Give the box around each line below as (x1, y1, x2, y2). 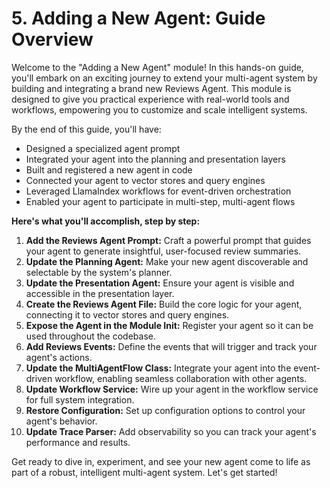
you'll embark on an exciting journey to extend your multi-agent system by (11, 72, 318, 84)
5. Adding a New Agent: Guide (11, 7, 266, 30)
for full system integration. (25, 393, 135, 406)
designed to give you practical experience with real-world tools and (11, 93, 290, 105)
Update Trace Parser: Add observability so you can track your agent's (25, 425, 317, 437)
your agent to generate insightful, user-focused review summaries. (25, 245, 302, 257)
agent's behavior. (25, 415, 98, 427)
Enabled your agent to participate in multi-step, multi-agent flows (25, 195, 296, 207)
